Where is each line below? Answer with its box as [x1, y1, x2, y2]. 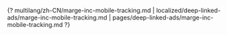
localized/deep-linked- [155, 7, 221, 14]
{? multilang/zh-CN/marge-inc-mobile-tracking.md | [7, 7, 155, 14]
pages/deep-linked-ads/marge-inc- [112, 13, 214, 22]
